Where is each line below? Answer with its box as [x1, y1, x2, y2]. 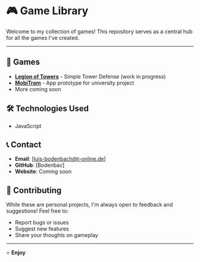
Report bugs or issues [14, 219, 70, 226]
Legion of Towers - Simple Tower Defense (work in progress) [14, 73, 166, 80]
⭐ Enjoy [6, 249, 26, 256]
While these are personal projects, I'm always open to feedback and [6, 201, 173, 208]
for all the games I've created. [6, 34, 80, 41]
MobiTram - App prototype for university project [14, 79, 135, 86]
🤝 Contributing [6, 185, 62, 195]
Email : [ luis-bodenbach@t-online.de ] [14, 155, 106, 163]
